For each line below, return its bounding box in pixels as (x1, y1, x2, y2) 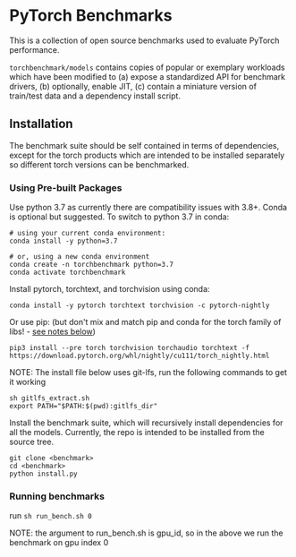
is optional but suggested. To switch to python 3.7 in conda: (9, 211, 230, 222)
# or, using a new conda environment (9, 253, 150, 261)
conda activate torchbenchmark (9, 268, 126, 278)
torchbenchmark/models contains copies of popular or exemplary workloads (9, 62, 285, 73)
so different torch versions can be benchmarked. (9, 159, 190, 170)
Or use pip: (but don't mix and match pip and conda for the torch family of (9, 317, 282, 328)
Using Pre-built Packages (9, 181, 123, 193)
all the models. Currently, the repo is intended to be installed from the (9, 427, 266, 438)
